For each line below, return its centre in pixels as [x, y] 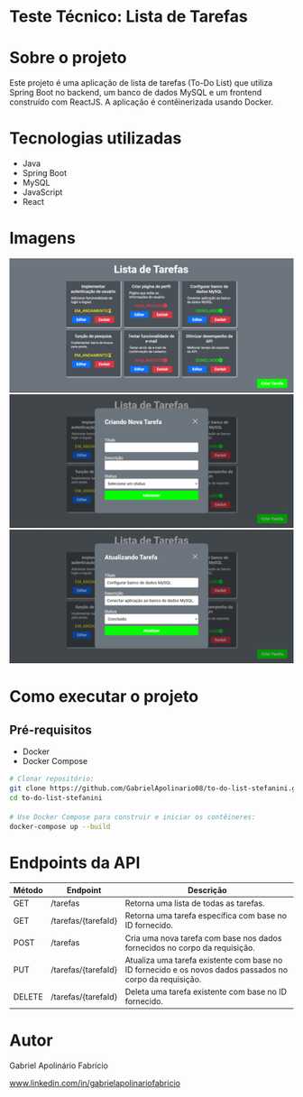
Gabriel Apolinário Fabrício [59, 1065]
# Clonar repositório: [52, 779]
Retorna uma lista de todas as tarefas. [195, 903]
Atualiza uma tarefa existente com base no [204, 960]
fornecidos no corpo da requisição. [190, 947]
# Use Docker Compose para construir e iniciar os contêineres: [133, 817]
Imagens [43, 239]
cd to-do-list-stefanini [56, 797]
